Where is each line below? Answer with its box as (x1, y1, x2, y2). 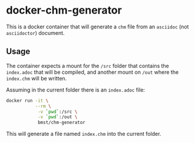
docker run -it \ (6, 97, 49, 103)
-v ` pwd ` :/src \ (37, 109, 78, 115)
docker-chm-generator (6, 4, 122, 17)
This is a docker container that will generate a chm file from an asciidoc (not (6, 23, 189, 30)
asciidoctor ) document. (6, 29, 65, 36)
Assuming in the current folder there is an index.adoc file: (6, 86, 146, 93)
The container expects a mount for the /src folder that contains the (6, 62, 169, 69)
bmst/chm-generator (37, 119, 85, 126)
